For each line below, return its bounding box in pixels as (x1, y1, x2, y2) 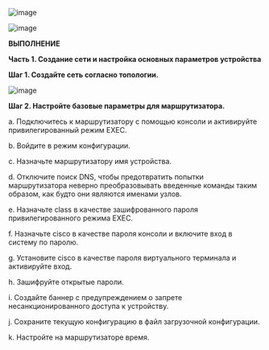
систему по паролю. (8, 237, 79, 247)
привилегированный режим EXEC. (8, 126, 127, 134)
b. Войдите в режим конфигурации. (8, 141, 130, 150)
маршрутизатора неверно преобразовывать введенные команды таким (8, 181, 258, 190)
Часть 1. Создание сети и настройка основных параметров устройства (8, 55, 262, 64)
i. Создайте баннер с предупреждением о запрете (8, 293, 183, 302)
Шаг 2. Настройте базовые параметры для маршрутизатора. (8, 101, 226, 110)
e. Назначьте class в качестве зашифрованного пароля (8, 205, 199, 214)
